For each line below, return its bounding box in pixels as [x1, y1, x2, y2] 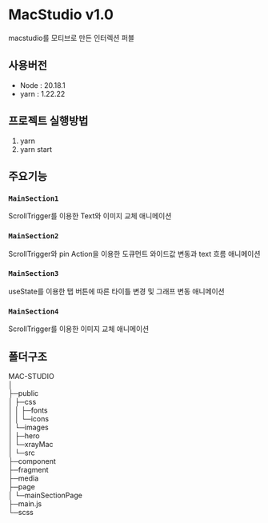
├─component [8, 456, 56, 465]
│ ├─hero [8, 430, 40, 441]
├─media [8, 473, 39, 483]
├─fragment [8, 465, 50, 474]
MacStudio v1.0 [8, 6, 114, 24]
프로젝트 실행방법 [8, 114, 89, 128]
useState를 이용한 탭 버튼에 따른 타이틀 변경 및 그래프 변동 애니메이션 [8, 286, 226, 296]
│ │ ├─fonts [8, 405, 48, 415]
